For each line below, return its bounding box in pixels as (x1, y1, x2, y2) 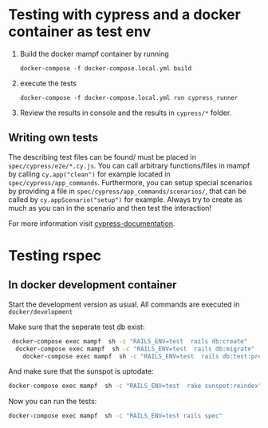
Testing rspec (8, 246, 102, 264)
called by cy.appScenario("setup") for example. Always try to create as (8, 194, 243, 204)
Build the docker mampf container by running (19, 49, 169, 58)
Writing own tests (8, 131, 98, 145)
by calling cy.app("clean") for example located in (8, 169, 171, 179)
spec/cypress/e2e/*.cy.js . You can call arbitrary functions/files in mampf (8, 160, 250, 170)
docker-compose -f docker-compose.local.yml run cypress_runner (19, 93, 238, 101)
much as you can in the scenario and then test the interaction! (8, 203, 212, 212)
